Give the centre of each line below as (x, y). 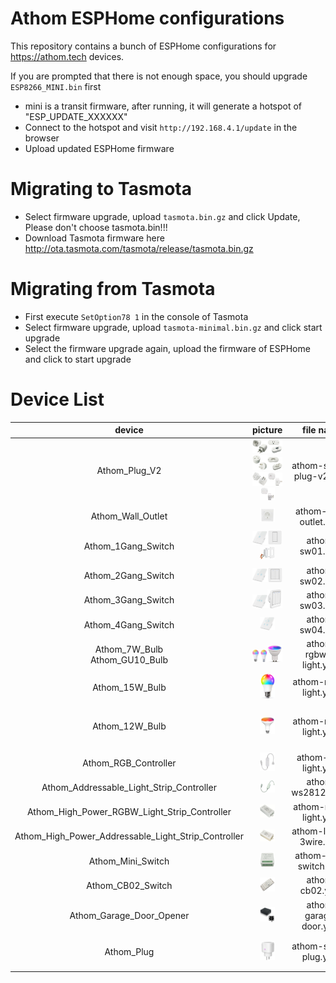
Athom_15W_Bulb (129, 687)
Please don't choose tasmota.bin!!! (96, 227)
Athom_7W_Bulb (129, 649)
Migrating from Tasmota (113, 289)
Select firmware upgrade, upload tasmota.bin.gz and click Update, (162, 216)
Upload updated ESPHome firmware (99, 148)
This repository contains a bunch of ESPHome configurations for (143, 46)
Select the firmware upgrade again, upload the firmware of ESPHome (167, 348)
